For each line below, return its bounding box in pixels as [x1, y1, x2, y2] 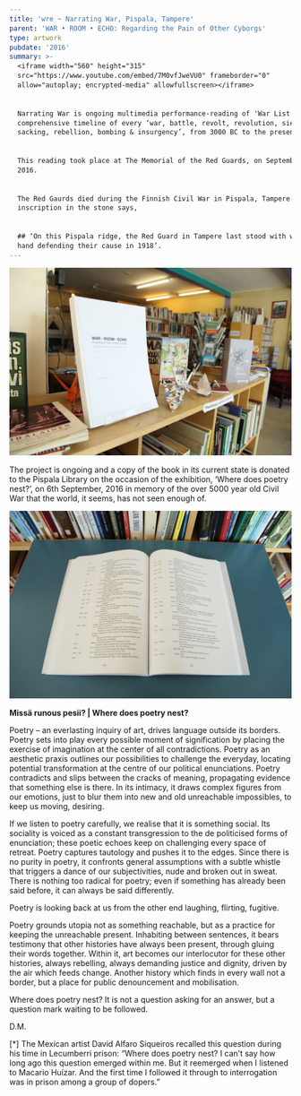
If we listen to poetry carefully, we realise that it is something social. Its [9, 818, 271, 829]
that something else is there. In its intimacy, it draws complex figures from [9, 782, 282, 793]
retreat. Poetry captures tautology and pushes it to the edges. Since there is [9, 847, 289, 858]
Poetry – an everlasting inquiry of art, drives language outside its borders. [9, 725, 281, 736]
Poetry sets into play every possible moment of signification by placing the [9, 735, 285, 746]
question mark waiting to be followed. [9, 1004, 149, 1014]
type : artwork [9, 33, 63, 42]
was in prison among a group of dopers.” [9, 1076, 160, 1088]
